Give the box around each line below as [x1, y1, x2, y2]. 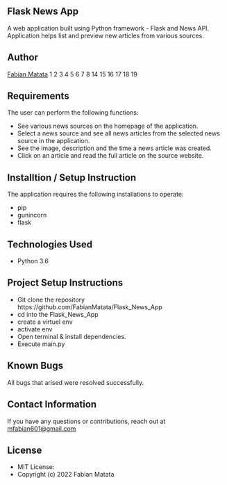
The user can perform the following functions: [7, 108, 139, 117]
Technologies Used [7, 238, 92, 250]
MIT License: [17, 463, 55, 471]
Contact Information [7, 399, 97, 411]
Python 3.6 [17, 257, 49, 265]
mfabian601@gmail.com [7, 424, 76, 433]
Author [7, 51, 38, 63]
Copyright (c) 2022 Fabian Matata [17, 470, 115, 479]
